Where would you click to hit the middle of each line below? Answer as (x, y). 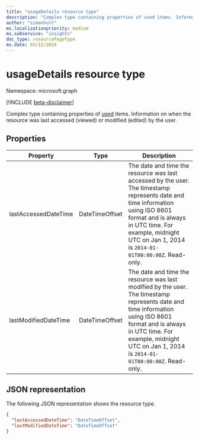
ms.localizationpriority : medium (47, 28)
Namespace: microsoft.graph (42, 90)
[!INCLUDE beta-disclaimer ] (40, 102)
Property (41, 155)
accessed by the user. (159, 180)
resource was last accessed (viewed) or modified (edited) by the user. (92, 120)
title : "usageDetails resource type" (53, 12)
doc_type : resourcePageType (41, 39)
